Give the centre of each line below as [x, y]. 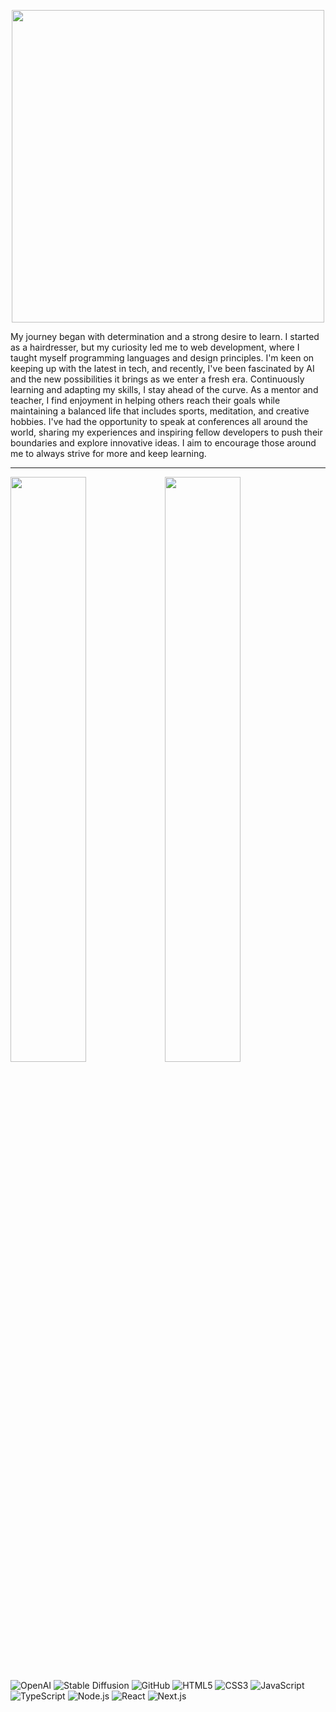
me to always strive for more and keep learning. [108, 453]
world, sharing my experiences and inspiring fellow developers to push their [166, 432]
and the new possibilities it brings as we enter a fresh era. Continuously [157, 379]
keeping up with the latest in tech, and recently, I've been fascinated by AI [162, 368]
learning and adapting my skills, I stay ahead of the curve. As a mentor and [164, 389]
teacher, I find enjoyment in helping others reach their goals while [145, 400]
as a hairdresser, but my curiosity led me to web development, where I [155, 347]
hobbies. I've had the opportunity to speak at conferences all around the [159, 421]
